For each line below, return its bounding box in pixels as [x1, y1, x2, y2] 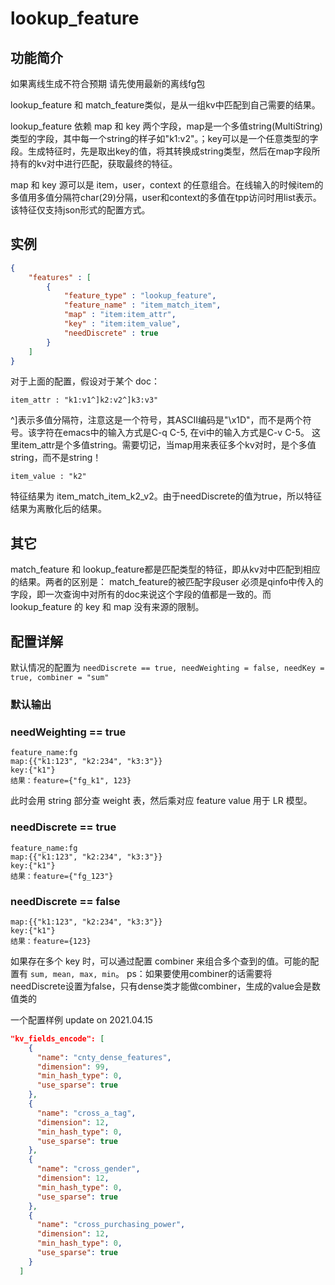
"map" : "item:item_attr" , [63, 310, 177, 320]
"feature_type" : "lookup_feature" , [63, 291, 217, 301]
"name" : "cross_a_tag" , [36, 1108, 137, 1118]
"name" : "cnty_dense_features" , [36, 1052, 172, 1062]
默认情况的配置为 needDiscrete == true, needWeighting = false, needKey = [10, 662, 325, 674]
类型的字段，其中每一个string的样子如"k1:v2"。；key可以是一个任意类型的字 [10, 133, 319, 144]
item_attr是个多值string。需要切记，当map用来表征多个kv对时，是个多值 [18, 439, 317, 451]
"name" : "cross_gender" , [36, 1164, 141, 1174]
